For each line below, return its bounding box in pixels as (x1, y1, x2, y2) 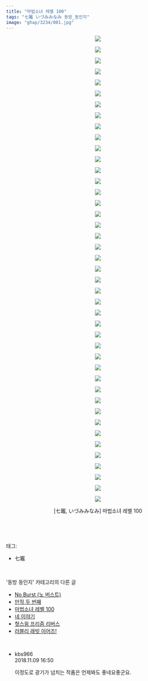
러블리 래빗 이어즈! (14, 628, 57, 635)
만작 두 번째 (14, 599, 42, 606)
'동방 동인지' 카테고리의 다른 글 (6, 579, 76, 586)
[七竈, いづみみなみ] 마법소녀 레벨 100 (53, 507, 143, 514)
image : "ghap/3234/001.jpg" (6, 19, 75, 25)
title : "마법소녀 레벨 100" (6, 8, 67, 15)
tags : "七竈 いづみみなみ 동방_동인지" (6, 14, 90, 20)
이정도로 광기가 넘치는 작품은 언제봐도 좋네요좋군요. (14, 669, 132, 676)
